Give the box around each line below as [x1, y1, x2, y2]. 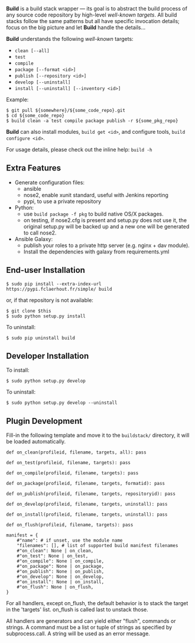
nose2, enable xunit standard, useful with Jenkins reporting [23, 191, 168, 198]
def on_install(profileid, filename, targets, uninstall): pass [6, 512, 168, 517]
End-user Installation [6, 265, 86, 275]
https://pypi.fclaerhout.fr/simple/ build [6, 286, 112, 292]
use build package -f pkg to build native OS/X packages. [23, 210, 164, 217]
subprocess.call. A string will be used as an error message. [6, 630, 151, 637]
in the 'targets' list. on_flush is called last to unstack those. [6, 606, 149, 613]
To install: [6, 366, 30, 374]
